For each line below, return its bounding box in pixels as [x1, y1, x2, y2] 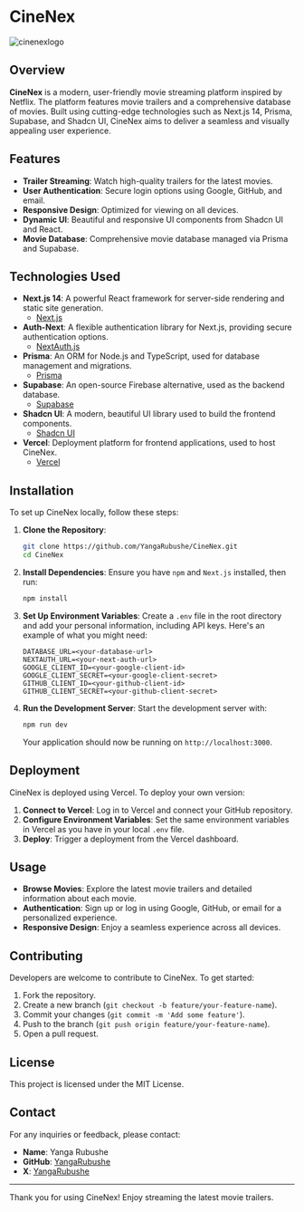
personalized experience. [22, 912, 118, 923]
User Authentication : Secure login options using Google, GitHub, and [22, 185, 282, 196]
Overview [9, 63, 66, 78]
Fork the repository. [22, 990, 97, 1001]
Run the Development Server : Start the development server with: [22, 702, 268, 713]
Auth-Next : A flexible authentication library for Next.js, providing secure [22, 322, 292, 332]
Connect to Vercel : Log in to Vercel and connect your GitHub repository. [22, 804, 293, 815]
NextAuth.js [35, 341, 81, 352]
